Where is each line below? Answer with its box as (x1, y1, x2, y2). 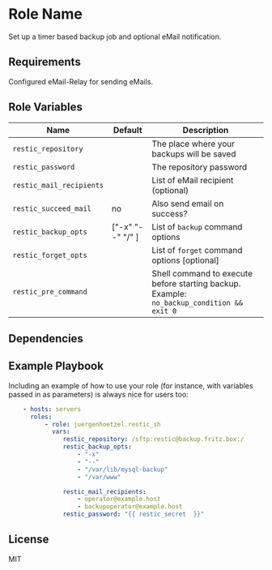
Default (113, 124, 143, 135)
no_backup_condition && (151, 298, 244, 307)
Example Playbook (8, 359, 104, 373)
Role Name (8, 5, 83, 24)
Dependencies (8, 332, 83, 345)
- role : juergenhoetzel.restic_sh (44, 420, 161, 428)
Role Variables (8, 101, 83, 114)
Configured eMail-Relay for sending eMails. (8, 76, 154, 86)
